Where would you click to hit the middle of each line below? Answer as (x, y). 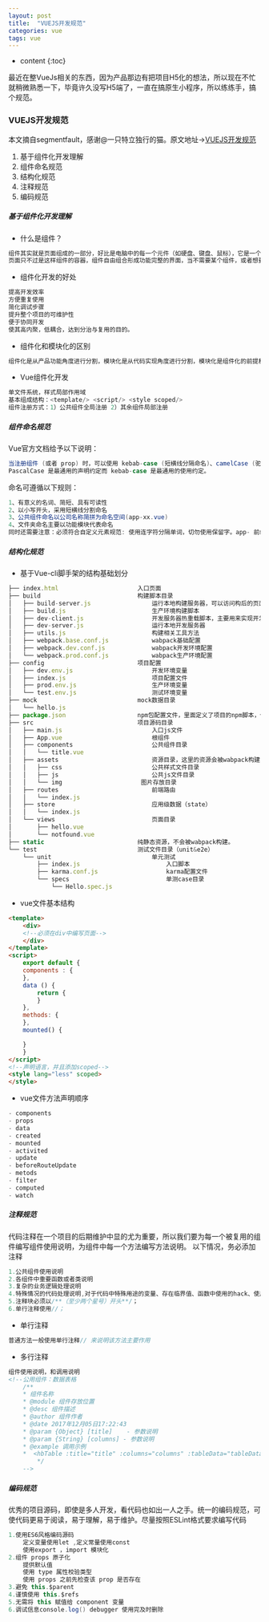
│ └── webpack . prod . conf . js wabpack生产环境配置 (110, 655)
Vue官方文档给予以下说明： (54, 448)
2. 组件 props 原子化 (39, 1557)
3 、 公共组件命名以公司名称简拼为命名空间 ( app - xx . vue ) (88, 517)
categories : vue (35, 30)
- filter (23, 1181)
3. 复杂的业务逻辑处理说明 (45, 1287)
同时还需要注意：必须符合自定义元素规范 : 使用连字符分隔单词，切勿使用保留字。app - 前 (134, 533)
